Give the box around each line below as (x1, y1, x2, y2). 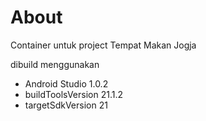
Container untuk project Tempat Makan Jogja (10, 39, 197, 51)
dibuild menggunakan (10, 58, 100, 70)
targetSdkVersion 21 (24, 99, 108, 111)
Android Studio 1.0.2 (24, 77, 109, 90)
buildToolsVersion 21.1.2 (24, 88, 123, 100)
